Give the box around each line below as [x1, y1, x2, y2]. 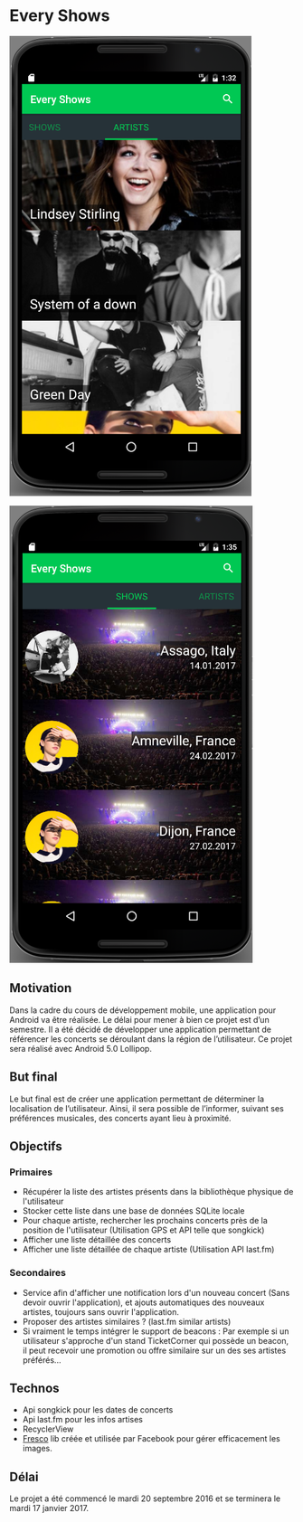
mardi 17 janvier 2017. [9, 1503, 89, 1514]
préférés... [22, 1354, 62, 1366]
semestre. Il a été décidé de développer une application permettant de [9, 1024, 271, 1035]
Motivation [9, 980, 72, 996]
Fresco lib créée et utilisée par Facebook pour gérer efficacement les [22, 1433, 280, 1444]
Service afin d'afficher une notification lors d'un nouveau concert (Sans [22, 1287, 290, 1298]
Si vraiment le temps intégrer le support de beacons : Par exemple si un [22, 1326, 289, 1337]
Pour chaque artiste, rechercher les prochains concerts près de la [22, 1215, 269, 1226]
